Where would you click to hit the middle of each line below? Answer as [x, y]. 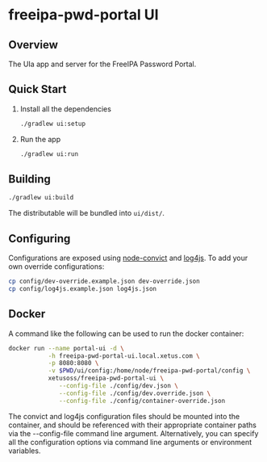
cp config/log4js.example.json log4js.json [83, 288]
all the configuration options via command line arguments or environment [130, 442]
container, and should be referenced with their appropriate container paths [132, 425]
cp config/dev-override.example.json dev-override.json [104, 281]
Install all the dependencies [65, 109]
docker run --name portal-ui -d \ [67, 348]
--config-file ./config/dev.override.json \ [135, 393]
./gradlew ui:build [41, 198]
